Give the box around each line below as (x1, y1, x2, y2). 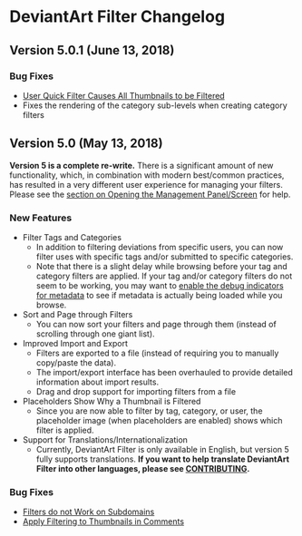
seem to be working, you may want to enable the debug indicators (35, 279, 284, 291)
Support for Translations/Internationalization (22, 434, 189, 445)
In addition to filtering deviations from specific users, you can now (35, 241, 284, 252)
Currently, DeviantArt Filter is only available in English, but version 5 (35, 443, 290, 454)
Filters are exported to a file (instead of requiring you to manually (35, 347, 279, 358)
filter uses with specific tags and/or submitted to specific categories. (35, 251, 294, 262)
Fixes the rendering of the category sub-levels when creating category (22, 100, 287, 111)
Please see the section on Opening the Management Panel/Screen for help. (9, 189, 291, 200)
